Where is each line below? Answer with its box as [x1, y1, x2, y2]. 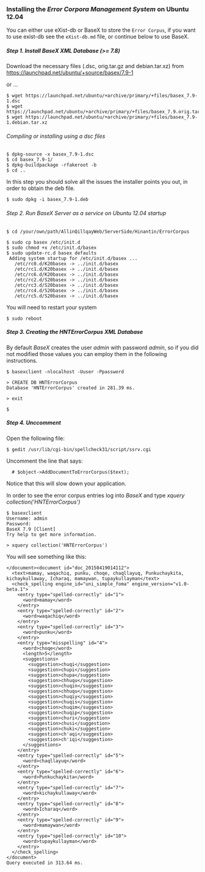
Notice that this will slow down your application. [6, 480, 127, 487]
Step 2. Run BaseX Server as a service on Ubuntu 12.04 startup [6, 210, 167, 217]
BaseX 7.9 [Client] [6, 526, 56, 532]
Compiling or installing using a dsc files [6, 132, 106, 140]
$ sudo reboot [6, 315, 43, 322]
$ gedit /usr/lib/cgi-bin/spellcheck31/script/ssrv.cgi [6, 446, 151, 452]
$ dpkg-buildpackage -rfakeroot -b [6, 162, 97, 169]
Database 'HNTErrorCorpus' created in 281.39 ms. [6, 385, 135, 391]
